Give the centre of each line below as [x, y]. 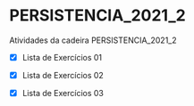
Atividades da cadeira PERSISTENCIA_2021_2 [93, 40]
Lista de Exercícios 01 [62, 57]
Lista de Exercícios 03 [63, 94]
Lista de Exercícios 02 [63, 75]
